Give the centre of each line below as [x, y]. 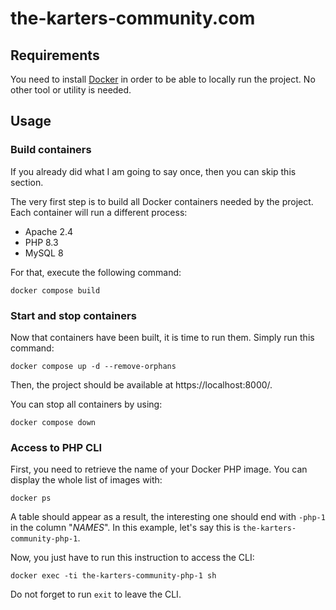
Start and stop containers [73, 315]
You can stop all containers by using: [86, 404]
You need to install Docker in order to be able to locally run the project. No [163, 79]
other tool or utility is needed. [71, 90]
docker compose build [55, 290]
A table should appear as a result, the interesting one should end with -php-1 [168, 517]
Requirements [55, 55]
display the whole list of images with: [86, 480]
